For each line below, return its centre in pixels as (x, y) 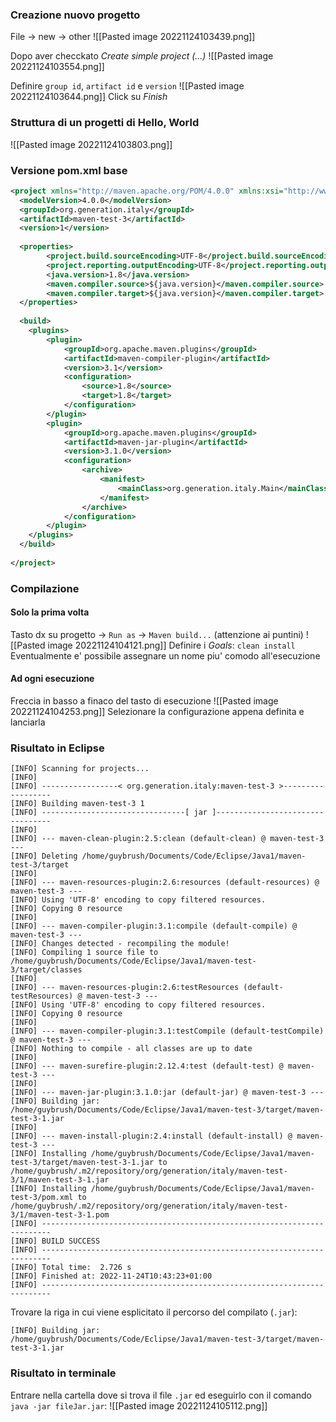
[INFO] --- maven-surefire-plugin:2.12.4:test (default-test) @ (147, 1066)
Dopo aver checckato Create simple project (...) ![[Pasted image (142, 56)
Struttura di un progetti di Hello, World (105, 123)
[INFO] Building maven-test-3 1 (77, 804)
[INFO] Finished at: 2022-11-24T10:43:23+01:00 (111, 1276)
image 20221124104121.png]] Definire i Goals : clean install (171, 645)
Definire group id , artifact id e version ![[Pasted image (127, 86)
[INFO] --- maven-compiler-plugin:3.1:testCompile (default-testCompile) (167, 1031)
